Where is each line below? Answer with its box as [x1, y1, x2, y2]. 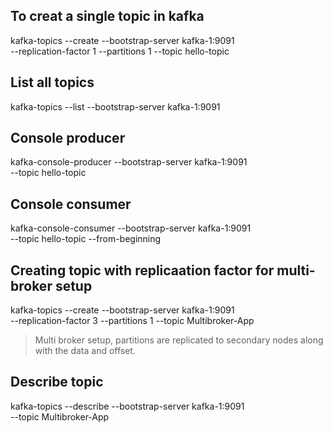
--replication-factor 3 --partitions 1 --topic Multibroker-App [10, 315, 255, 327]
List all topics [10, 74, 95, 91]
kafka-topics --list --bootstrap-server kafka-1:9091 [10, 100, 221, 113]
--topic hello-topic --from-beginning [10, 233, 162, 245]
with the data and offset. [34, 345, 136, 357]
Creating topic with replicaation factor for [10, 262, 275, 279]
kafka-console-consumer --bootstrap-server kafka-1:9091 [10, 222, 252, 234]
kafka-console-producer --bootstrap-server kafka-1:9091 [10, 156, 248, 168]
